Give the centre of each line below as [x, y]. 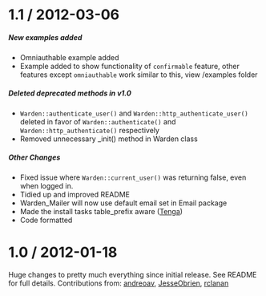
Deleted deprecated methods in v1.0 [70, 93]
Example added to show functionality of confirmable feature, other [130, 67]
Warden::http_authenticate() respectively [90, 131]
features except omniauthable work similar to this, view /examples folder [139, 75]
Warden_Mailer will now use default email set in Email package [123, 203]
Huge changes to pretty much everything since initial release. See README [133, 275]
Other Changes [34, 157]
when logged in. [46, 186]
